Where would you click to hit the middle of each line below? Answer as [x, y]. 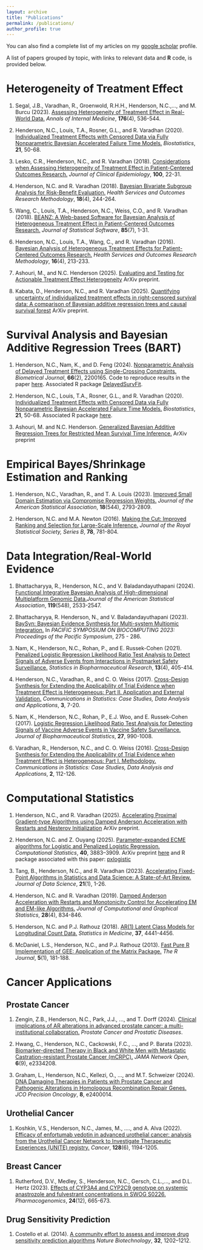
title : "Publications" [35, 18]
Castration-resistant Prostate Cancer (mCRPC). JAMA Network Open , [102, 1056]
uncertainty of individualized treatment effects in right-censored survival [106, 297]
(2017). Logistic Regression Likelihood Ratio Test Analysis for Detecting [104, 723]
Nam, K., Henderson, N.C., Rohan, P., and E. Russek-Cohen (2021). [98, 648]
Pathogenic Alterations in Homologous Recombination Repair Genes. [101, 1088]
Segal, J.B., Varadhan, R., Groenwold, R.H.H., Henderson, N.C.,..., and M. [106, 106]
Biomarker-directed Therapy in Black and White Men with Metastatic [101, 1050]
